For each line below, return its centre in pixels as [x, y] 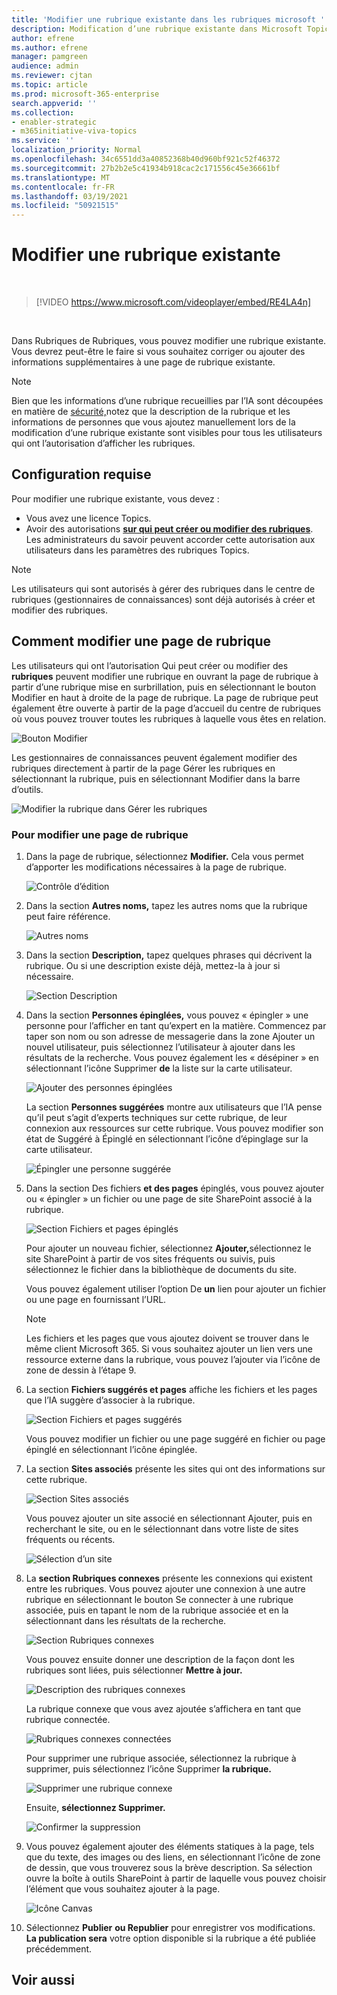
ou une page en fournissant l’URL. [96, 1299]
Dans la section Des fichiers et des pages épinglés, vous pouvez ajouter [175, 1188]
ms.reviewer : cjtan [52, 76]
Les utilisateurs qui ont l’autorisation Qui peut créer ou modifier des [150, 665]
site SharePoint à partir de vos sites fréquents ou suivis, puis [150, 1258]
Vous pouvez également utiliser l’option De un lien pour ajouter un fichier [176, 1288]
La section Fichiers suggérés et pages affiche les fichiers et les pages [171, 1389]
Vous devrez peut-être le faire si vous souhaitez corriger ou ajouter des [158, 352]
